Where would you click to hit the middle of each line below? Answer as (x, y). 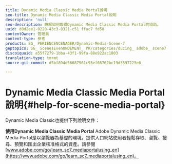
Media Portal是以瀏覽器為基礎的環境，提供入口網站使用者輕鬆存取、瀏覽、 (84, 138)
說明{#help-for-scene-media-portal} (85, 105)
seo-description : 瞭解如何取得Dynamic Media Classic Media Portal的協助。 (83, 24)
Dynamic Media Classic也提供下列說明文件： (53, 120)
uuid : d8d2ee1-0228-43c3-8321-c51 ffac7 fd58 (55, 29)
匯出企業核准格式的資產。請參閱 (61, 144)
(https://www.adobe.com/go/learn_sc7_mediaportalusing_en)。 (72, 156)
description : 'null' (27, 20)
